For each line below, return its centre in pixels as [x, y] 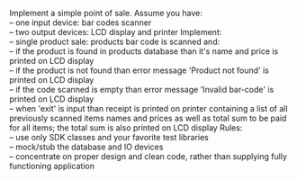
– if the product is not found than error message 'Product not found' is [139, 70]
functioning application [52, 166]
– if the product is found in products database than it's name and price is [144, 51]
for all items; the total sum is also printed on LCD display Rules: [126, 128]
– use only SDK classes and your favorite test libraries [109, 137]
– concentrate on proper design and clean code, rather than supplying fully [148, 156]
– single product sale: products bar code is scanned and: [115, 41]
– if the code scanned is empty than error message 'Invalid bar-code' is [142, 90]
